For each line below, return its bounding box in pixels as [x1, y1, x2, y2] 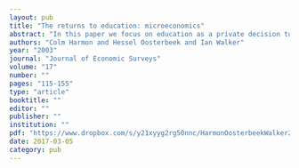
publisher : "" [9, 112, 62, 121]
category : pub [9, 145, 62, 154]
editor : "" [9, 104, 50, 113]
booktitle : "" [9, 95, 62, 105]
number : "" [9, 71, 50, 80]
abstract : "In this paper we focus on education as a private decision [9, 29, 280, 38]
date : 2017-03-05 [9, 137, 74, 146]
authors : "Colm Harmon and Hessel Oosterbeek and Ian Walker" [9, 37, 245, 47]
